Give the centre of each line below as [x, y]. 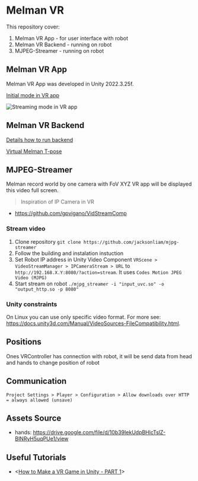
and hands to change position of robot [53, 362]
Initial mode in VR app [33, 95]
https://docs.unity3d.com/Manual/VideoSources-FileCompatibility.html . [93, 323]
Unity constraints [32, 304]
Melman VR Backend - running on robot [63, 44]
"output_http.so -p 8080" [47, 289]
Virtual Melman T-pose [34, 151]
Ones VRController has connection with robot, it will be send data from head [99, 356]
